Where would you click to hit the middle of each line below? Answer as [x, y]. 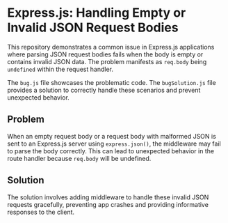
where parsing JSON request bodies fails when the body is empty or [105, 54]
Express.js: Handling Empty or [97, 13]
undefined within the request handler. [60, 69]
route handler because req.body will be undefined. [79, 158]
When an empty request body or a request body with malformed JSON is [112, 136]
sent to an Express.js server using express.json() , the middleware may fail [114, 144]
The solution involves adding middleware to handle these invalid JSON [108, 197]
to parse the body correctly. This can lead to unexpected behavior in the [111, 151]
